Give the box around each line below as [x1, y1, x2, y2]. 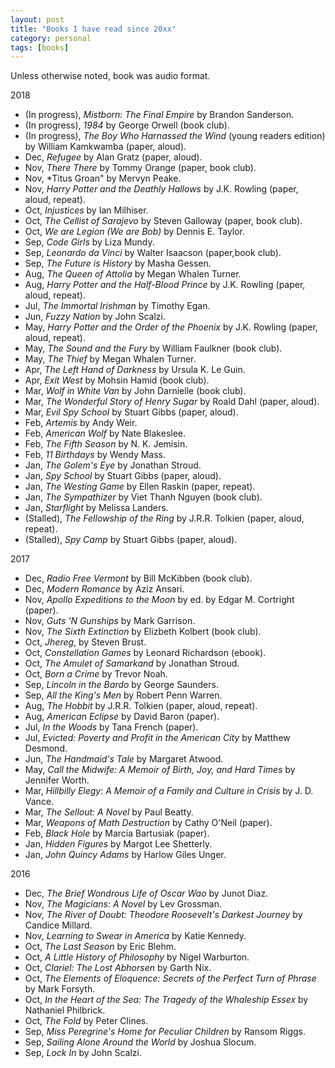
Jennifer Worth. [24, 774, 90, 786]
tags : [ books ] [10, 42, 70, 53]
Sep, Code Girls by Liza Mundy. [24, 236, 155, 248]
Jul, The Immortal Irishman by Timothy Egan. [24, 300, 211, 312]
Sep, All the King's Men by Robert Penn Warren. [24, 689, 223, 701]
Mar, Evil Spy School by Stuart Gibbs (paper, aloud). [24, 406, 239, 418]
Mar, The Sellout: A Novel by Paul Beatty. [24, 806, 194, 818]
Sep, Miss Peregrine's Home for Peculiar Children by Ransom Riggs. [24, 1026, 306, 1038]
